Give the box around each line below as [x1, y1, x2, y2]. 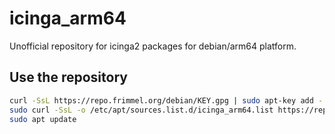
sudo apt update [9, 114, 77, 124]
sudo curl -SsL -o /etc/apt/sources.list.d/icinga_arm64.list [9, 105, 274, 115]
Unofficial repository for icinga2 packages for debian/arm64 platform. [9, 40, 297, 52]
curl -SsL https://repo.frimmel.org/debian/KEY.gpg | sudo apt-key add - [9, 95, 324, 106]
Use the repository [9, 69, 128, 86]
